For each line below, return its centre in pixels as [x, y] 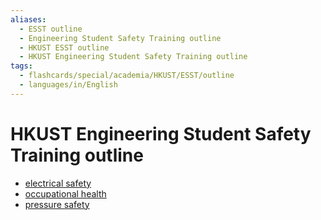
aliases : [28, 19]
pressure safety [57, 204]
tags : [21, 66]
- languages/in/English [68, 85]
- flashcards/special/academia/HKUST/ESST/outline [127, 76]
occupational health [65, 193]
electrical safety [58, 183]
